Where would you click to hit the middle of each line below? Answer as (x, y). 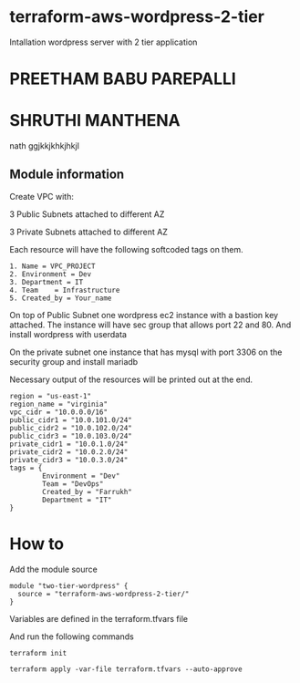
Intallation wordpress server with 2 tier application (103, 42)
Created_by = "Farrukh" (87, 492)
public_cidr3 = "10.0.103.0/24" (71, 436)
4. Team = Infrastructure (65, 290)
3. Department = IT (47, 282)
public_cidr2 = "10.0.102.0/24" (71, 428)
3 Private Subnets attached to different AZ (89, 232)
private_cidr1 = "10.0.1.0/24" (69, 444)
